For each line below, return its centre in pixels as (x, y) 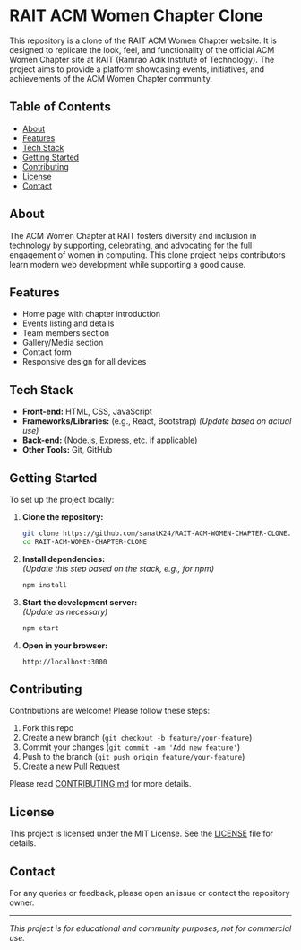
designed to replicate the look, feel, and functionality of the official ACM (142, 49)
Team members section (66, 333)
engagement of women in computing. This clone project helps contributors (147, 255)
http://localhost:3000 (64, 662)
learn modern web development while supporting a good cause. (128, 264)
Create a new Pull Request (71, 766)
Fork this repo (48, 728)
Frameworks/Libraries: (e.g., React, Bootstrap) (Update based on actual (157, 421)
